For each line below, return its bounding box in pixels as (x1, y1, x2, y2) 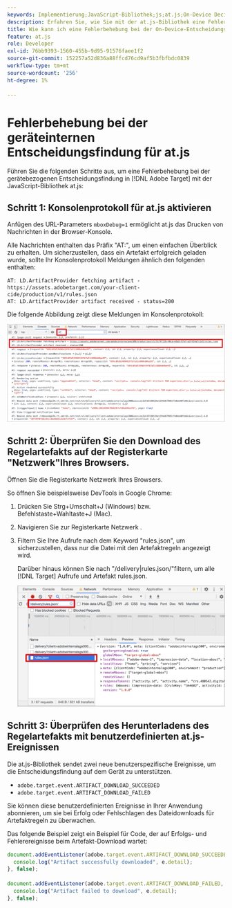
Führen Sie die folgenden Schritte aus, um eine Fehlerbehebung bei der (7, 167, 211, 176)
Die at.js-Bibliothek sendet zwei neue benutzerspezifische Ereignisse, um (7, 760, 216, 768)
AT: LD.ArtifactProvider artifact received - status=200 (7, 298, 175, 305)
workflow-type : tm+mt (7, 62, 70, 69)
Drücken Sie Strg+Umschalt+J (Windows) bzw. (17, 502, 151, 510)
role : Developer (7, 40, 54, 48)
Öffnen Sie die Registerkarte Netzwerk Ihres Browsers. (7, 475, 163, 484)
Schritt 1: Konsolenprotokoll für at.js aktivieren (7, 201, 212, 214)
